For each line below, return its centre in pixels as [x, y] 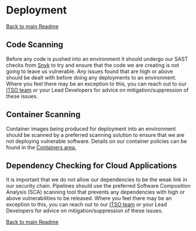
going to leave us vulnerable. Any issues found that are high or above [90, 71]
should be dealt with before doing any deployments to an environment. [91, 77]
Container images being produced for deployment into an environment [91, 129]
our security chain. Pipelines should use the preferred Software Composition [99, 186]
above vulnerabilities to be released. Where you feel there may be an [89, 198]
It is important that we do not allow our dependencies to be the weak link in [97, 180]
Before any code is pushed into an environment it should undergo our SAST [97, 58]
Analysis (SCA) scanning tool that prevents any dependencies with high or [96, 192]
